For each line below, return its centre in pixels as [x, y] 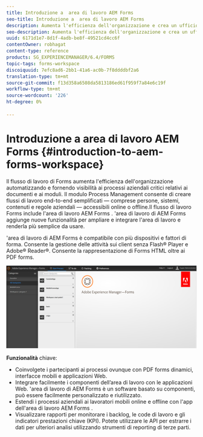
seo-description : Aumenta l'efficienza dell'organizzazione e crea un [97, 32]
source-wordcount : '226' [37, 96]
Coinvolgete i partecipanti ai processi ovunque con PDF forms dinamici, [104, 370]
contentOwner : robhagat [36, 45]
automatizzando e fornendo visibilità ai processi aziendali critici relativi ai [97, 188]
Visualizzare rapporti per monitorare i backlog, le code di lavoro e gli [100, 415]
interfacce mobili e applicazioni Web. [61, 376]
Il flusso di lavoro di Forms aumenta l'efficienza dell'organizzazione [90, 181]
